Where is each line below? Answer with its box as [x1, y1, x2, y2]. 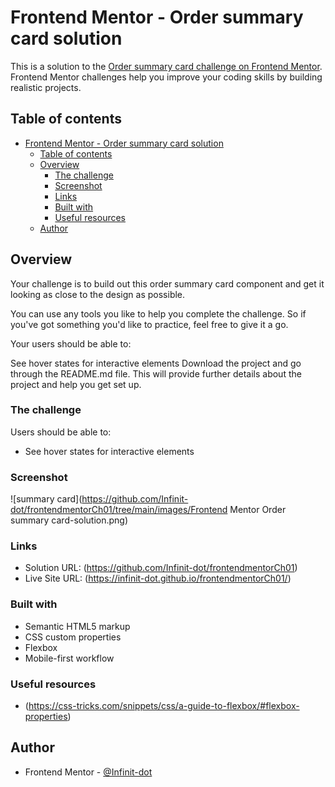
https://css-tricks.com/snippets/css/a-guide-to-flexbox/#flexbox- [28, 700, 300, 712]
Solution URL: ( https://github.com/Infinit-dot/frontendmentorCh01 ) [24, 562, 298, 574]
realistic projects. [10, 81, 82, 93]
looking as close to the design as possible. [10, 288, 186, 300]
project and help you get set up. [10, 378, 142, 390]
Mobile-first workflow [24, 652, 115, 664]
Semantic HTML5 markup [24, 620, 131, 632]
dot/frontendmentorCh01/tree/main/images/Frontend [10, 504, 228, 516]
